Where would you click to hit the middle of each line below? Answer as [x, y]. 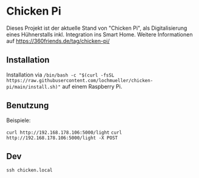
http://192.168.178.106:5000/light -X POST [62, 138]
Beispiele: [19, 120]
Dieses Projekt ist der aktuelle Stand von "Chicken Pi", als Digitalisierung [97, 28]
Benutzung [28, 105]
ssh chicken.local [29, 170]
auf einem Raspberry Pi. [92, 86]
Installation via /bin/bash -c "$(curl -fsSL [60, 75]
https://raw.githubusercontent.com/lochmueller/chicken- [80, 80]
